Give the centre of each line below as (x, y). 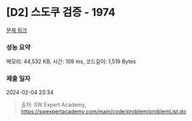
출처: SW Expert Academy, (53, 104)
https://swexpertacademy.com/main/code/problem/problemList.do (103, 111)
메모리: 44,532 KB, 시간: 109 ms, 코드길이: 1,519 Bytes (71, 61)
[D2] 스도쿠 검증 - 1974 (61, 12)
